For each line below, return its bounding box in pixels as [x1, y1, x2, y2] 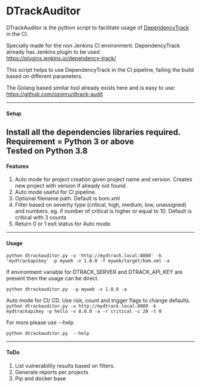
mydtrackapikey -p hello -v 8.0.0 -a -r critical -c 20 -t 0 [6, 308, 162, 314]
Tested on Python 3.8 [6, 145, 88, 156]
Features [6, 163, 29, 170]
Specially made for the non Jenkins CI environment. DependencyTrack [6, 42, 181, 49]
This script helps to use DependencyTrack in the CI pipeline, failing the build [6, 66, 194, 73]
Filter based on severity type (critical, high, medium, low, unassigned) [14, 201, 187, 209]
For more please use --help [6, 319, 74, 326]
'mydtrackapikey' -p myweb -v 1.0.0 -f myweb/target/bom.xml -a [6, 258, 170, 264]
